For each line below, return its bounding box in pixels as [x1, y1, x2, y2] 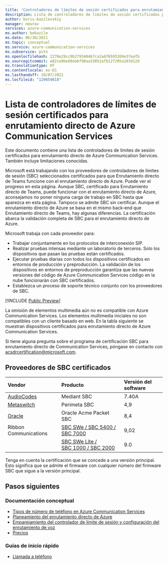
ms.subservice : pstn [5, 49, 48, 54]
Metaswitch [7, 401, 35, 408]
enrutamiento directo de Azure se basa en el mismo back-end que [5, 205, 141, 211]
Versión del [124, 378, 152, 385]
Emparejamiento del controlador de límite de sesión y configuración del [12, 519, 159, 525]
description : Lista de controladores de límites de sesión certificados [5, 12, 160, 17]
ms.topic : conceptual [5, 40, 50, 45]
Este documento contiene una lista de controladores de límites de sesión [5, 147, 155, 153]
